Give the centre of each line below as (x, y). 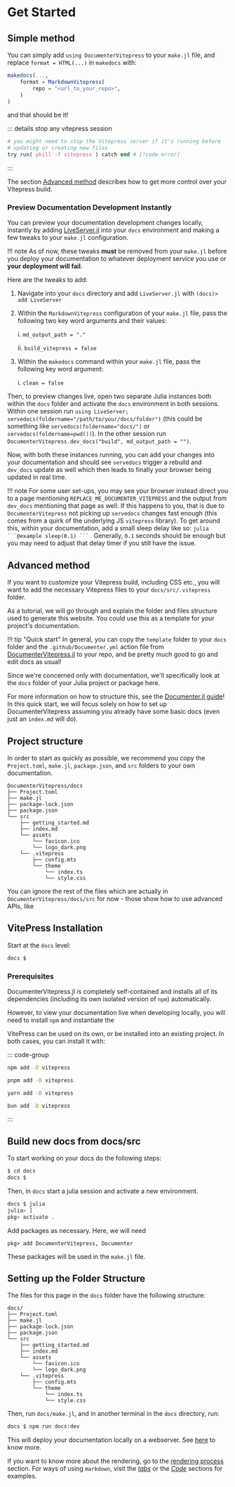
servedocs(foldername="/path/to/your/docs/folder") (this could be (105, 419)
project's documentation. (43, 626)
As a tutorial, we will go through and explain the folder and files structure (112, 611)
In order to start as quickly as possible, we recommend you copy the (106, 758)
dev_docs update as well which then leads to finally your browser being (109, 470)
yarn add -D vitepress (40, 1093)
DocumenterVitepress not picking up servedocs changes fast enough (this (112, 513)
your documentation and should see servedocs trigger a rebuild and (105, 462)
